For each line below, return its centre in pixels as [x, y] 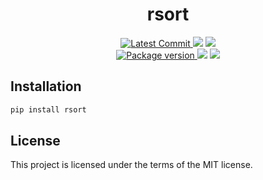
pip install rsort [48, 109]
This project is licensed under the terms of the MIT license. [131, 165]
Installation [46, 86]
